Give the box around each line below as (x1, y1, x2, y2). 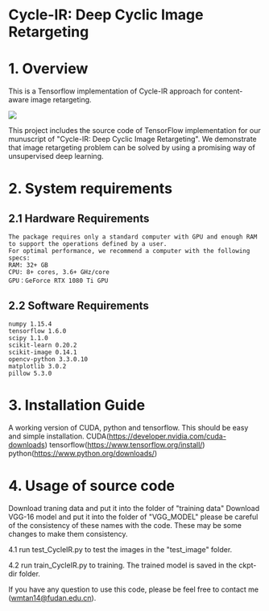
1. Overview (8, 60, 89, 78)
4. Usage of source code (8, 477, 176, 495)
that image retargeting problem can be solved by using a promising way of (8, 143, 255, 152)
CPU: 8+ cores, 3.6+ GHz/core (8, 268, 110, 276)
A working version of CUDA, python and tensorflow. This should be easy (8, 422, 249, 432)
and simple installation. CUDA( (8, 431, 110, 441)
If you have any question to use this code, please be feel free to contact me (8, 584, 259, 594)
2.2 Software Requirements (8, 298, 149, 312)
